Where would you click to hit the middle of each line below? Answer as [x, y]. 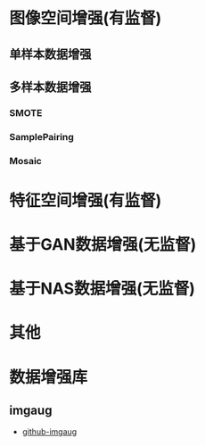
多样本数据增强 [50, 87]
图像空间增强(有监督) [86, 18]
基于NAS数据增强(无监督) [102, 289]
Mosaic [25, 161]
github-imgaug [49, 432]
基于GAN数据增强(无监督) [103, 245]
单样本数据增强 [50, 54]
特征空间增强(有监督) [86, 200]
